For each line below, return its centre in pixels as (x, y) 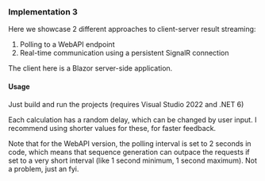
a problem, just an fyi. (44, 168)
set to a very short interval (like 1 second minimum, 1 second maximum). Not (133, 160)
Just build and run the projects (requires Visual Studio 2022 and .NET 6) (126, 104)
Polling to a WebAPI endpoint (67, 44)
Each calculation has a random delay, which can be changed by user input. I (132, 119)
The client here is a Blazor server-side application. (90, 68)
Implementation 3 (43, 12)
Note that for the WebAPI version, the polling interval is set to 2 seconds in (130, 143)
